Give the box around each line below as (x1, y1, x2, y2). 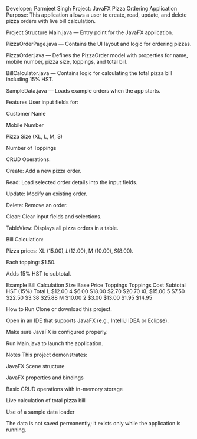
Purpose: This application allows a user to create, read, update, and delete (6, 11, 187, 18)
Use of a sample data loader (6, 408, 75, 415)
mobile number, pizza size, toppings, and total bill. (6, 58, 128, 65)
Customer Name (6, 110, 46, 117)
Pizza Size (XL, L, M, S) (6, 133, 63, 140)
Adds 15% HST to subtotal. (6, 270, 71, 277)
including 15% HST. (6, 76, 54, 83)
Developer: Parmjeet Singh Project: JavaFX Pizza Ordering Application (6, 5, 178, 12)
